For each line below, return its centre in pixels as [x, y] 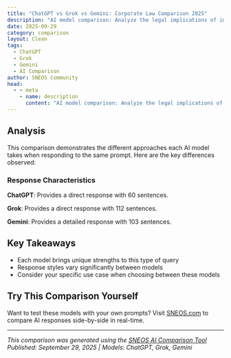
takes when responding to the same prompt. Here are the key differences [111, 155]
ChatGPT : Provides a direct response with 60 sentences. [88, 195]
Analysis [26, 131]
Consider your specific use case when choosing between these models [118, 274]
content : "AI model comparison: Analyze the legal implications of [124, 103]
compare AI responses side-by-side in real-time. [76, 320]
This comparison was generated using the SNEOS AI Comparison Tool [107, 340]
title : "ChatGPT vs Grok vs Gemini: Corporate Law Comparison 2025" [107, 13]
